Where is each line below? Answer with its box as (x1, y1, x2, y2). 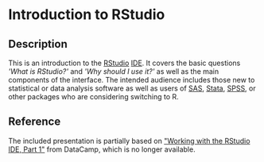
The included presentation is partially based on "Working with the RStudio (8, 136, 250, 145)
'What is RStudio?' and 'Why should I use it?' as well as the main (8, 67, 219, 76)
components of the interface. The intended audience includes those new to (8, 75, 255, 84)
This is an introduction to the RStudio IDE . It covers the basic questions (8, 58, 241, 67)
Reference (8, 115, 61, 129)
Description (8, 37, 68, 51)
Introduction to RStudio (8, 6, 165, 24)
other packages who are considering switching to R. (8, 92, 179, 101)
